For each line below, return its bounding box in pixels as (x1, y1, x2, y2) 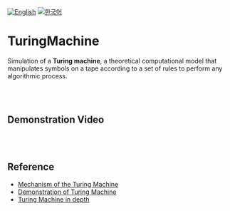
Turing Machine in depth (17, 195, 90, 203)
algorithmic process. (7, 71, 68, 80)
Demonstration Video (7, 114, 105, 126)
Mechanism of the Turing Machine (17, 180, 119, 188)
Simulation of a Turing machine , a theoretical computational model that (7, 56, 217, 65)
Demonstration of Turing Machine (17, 187, 117, 196)
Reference (7, 161, 55, 173)
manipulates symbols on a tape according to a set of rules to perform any (7, 64, 223, 73)
